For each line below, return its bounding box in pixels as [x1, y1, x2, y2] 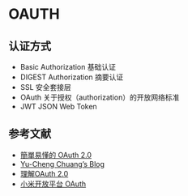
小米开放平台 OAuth [19, 179, 87, 189]
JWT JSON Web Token [19, 102, 97, 111]
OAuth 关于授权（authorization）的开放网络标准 [19, 92, 180, 102]
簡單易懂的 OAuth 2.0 [19, 150, 92, 160]
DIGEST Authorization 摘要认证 [19, 72, 124, 82]
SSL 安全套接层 [19, 83, 71, 92]
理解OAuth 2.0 [19, 168, 69, 178]
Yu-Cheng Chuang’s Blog [19, 159, 105, 168]
